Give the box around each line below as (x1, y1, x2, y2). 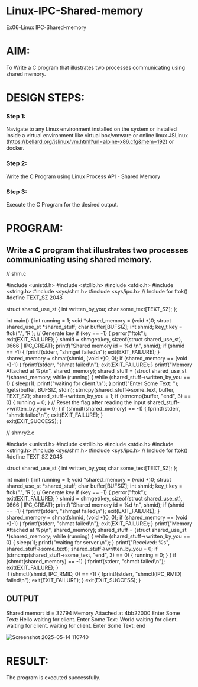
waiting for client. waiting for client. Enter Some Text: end (6, 622, 146, 629)
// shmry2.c (6, 429, 34, 436)
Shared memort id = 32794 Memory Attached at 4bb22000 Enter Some (6, 609, 180, 617)
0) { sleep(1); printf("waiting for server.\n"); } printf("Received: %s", (6, 538, 170, 546)
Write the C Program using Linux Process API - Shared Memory (6, 173, 161, 180)
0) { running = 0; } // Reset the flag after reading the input (6, 398, 146, 406)
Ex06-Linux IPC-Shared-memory (6, 24, 87, 31)
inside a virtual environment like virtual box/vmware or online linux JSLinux (6, 132, 188, 139)
